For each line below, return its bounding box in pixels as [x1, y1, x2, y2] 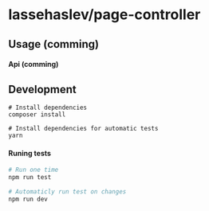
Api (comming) [8, 60, 59, 69]
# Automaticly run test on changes [8, 187, 127, 196]
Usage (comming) [8, 37, 100, 51]
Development [8, 82, 77, 96]
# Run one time [8, 166, 59, 174]
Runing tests [8, 148, 52, 158]
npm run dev [8, 195, 48, 203]
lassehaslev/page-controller [8, 6, 201, 24]
